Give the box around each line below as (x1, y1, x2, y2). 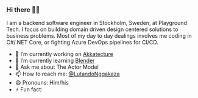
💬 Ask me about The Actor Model (15, 63, 99, 71)
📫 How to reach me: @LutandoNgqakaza (15, 70, 120, 78)
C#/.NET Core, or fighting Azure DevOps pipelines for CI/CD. (6, 39, 158, 46)
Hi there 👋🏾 (6, 5, 40, 14)
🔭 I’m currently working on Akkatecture (15, 51, 114, 58)
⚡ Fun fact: (15, 86, 43, 93)
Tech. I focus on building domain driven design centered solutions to (6, 26, 179, 33)
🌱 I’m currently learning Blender (15, 57, 95, 65)
